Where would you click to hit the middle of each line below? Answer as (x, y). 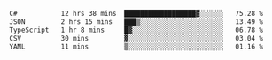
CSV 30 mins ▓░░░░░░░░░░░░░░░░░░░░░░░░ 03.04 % (136, 38)
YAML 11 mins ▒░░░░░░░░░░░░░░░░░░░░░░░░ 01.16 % (136, 46)
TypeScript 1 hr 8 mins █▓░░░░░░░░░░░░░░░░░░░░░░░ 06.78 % (136, 30)
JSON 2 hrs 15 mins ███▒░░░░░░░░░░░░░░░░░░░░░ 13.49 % (136, 22)
